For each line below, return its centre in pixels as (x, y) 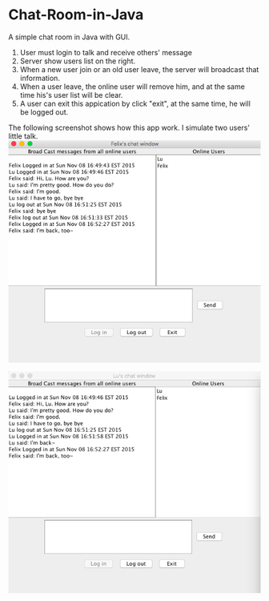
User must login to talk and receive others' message (106, 52)
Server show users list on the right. (78, 61)
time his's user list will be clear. (71, 95)
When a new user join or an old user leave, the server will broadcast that (139, 69)
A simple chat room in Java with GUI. (69, 37)
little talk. (23, 136)
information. (40, 78)
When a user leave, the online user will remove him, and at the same (132, 87)
